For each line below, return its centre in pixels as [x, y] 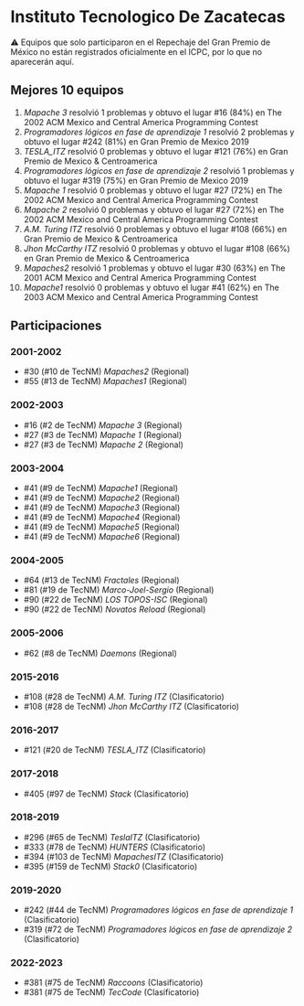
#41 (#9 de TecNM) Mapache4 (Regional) [102, 518]
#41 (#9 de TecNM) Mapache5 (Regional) [102, 527]
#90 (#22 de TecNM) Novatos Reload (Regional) [115, 609]
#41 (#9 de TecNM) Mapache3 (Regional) [102, 508]
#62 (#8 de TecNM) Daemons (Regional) [100, 653]
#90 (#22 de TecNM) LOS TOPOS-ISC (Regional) [115, 600]
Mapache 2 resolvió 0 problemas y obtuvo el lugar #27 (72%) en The [154, 209]
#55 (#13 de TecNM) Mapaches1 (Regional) [105, 381]
